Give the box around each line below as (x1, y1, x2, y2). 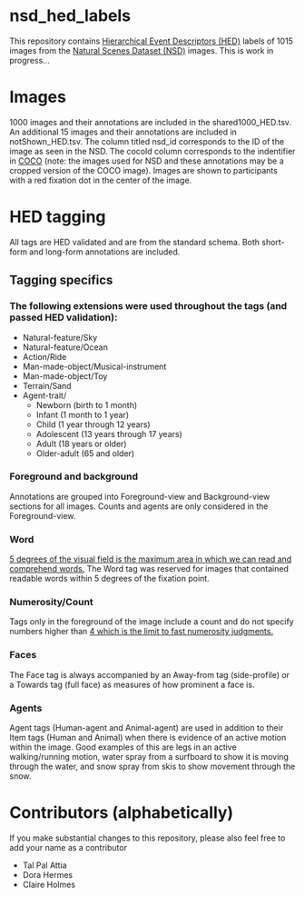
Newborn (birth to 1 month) (35, 399, 138, 410)
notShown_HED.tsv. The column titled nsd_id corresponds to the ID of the (9, 135, 284, 146)
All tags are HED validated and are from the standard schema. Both (9, 236, 261, 247)
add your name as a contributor (9, 842, 127, 852)
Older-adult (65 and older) (35, 447, 134, 459)
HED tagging (9, 206, 106, 227)
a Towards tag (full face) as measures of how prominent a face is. (9, 679, 255, 690)
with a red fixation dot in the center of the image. (9, 174, 192, 185)
